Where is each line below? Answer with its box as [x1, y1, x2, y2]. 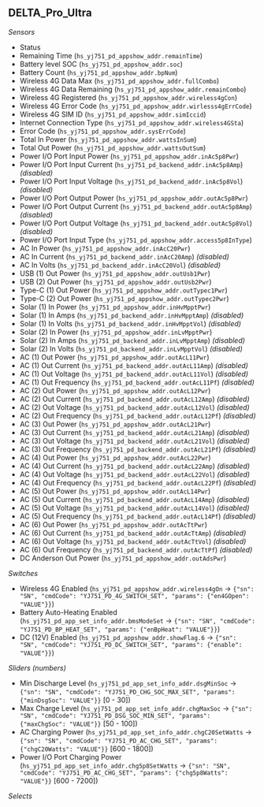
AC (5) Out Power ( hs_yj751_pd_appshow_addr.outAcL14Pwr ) [19, 486, 211, 496]
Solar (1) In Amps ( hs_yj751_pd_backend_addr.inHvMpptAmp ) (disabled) [19, 311, 244, 320]
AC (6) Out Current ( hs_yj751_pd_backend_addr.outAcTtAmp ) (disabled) [19, 528, 247, 537]
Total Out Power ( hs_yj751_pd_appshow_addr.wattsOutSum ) [19, 143, 206, 152]
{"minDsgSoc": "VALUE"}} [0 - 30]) [19, 695, 132, 705]
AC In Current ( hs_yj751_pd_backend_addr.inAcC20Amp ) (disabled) [19, 251, 230, 261]
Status [19, 43, 41, 52]
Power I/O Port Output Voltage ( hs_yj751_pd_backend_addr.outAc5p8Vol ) [19, 218, 253, 228]
